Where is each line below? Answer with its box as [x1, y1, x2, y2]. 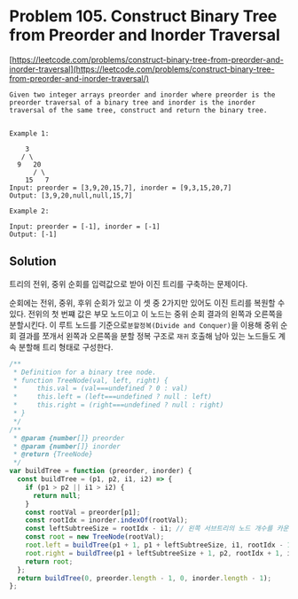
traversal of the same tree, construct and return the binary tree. [9, 105, 268, 114]
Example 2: [9, 206, 50, 215]
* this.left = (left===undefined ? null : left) [12, 393, 213, 401]
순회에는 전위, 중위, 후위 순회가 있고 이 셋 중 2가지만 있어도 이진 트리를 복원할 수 [9, 297, 286, 307]
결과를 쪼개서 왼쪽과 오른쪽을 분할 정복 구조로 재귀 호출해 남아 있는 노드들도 [18, 331, 277, 341]
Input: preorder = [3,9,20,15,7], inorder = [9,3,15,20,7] [9, 183, 232, 192]
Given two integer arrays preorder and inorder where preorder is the [9, 90, 276, 99]
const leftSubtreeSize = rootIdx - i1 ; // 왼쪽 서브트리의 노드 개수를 [25, 525, 273, 533]
